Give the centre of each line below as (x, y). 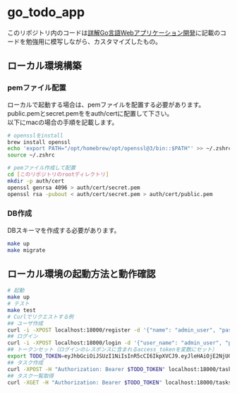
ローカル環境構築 (44, 66)
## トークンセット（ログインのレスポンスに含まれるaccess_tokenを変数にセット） (112, 350)
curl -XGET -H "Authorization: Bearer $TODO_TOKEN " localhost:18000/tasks (120, 382)
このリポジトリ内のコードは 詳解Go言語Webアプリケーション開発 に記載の (114, 32)
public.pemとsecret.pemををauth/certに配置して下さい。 (90, 113)
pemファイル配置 (37, 87)
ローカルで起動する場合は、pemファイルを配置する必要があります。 (106, 104)
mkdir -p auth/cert (36, 181)
